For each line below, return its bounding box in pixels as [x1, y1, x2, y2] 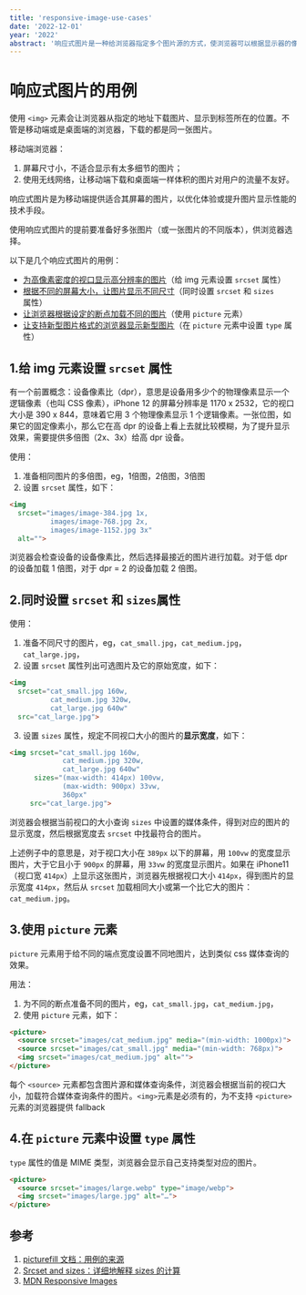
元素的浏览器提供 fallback [9, 1101, 106, 1112]
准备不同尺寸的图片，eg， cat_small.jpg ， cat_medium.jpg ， [22, 637, 247, 648]
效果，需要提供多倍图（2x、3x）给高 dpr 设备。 [9, 432, 189, 443]
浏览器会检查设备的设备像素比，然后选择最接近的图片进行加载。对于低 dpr [9, 552, 289, 563]
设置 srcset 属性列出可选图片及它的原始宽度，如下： [22, 660, 220, 671]
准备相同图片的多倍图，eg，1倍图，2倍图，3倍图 [22, 471, 206, 481]
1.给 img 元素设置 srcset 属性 [9, 361, 173, 376]
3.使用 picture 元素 [9, 922, 118, 938]
